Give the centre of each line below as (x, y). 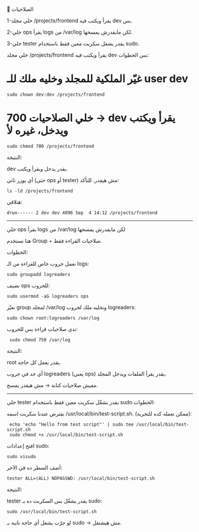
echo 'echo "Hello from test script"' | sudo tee (71, 424)
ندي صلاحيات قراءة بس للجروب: (43, 329)
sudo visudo (21, 456)
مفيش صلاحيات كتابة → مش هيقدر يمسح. (52, 385)
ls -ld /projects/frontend (40, 191)
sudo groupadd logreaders (38, 274)
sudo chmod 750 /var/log (40, 340)
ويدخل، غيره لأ (37, 131)
